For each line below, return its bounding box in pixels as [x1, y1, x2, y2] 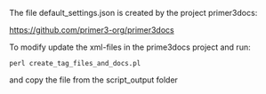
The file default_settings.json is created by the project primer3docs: [9, 8, 258, 18]
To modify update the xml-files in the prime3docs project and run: [9, 42, 251, 52]
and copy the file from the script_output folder [9, 74, 178, 85]
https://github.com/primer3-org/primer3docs [9, 25, 175, 35]
